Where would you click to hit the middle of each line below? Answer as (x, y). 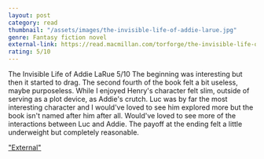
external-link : (33, 45)
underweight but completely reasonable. (74, 132)
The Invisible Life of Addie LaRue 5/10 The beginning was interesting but (125, 74)
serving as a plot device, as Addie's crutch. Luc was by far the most (118, 99)
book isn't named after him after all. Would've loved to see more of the (122, 116)
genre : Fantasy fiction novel (58, 37)
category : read (33, 23)
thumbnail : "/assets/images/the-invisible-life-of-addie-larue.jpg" (123, 30)
